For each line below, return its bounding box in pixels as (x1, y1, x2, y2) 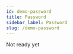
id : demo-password (6, 8, 52, 15)
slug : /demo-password (6, 25, 60, 31)
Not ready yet (6, 41, 40, 48)
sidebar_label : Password (6, 19, 68, 25)
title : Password (6, 14, 46, 20)
